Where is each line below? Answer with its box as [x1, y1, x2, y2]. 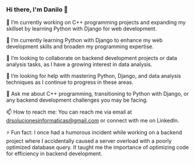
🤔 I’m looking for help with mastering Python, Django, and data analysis [6, 73, 181, 80]
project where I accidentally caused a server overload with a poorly [6, 137, 172, 145]
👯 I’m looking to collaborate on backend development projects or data [6, 55, 178, 62]
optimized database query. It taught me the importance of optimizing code [6, 144, 189, 151]
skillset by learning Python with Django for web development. [6, 25, 157, 32]
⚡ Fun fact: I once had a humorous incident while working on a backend [6, 129, 182, 136]
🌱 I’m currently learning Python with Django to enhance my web [6, 37, 163, 44]
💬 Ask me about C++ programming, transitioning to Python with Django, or [6, 90, 189, 98]
